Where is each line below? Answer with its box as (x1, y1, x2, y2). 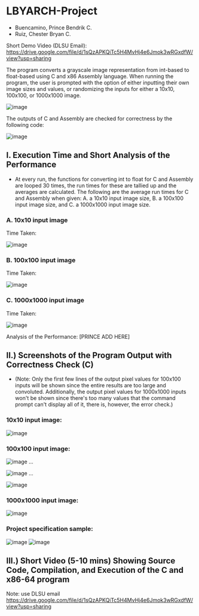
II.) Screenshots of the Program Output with (6, 350, 172, 360)
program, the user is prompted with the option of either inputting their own (6, 79, 189, 86)
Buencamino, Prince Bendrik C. (14, 24, 92, 31)
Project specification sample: (6, 525, 94, 533)
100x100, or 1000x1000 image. (6, 92, 81, 99)
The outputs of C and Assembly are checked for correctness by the (6, 115, 173, 122)
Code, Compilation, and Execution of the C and (6, 565, 184, 575)
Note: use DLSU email (6, 590, 60, 597)
